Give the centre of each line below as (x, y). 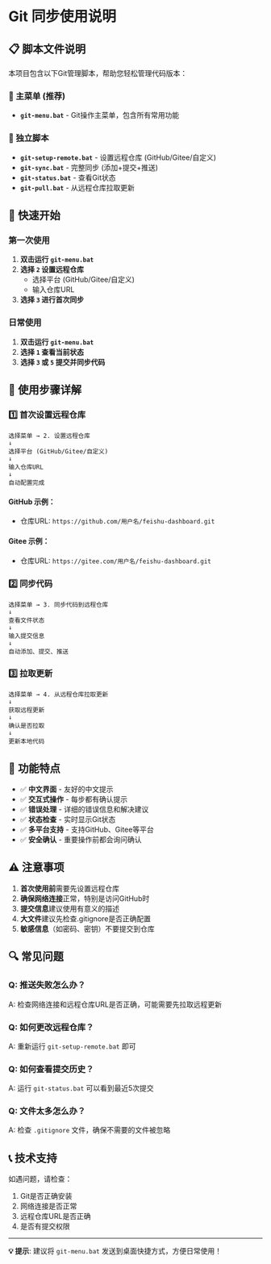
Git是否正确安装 (46, 1196)
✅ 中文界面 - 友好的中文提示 (67, 789)
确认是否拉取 (27, 726)
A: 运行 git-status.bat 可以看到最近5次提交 (81, 1088)
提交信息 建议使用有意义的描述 (69, 908)
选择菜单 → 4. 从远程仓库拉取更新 (58, 695)
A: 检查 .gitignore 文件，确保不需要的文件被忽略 (90, 1130)
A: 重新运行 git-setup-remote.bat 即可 (72, 1046)
